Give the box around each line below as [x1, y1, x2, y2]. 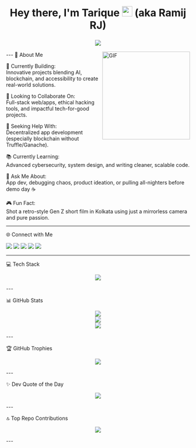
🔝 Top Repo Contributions [6, 415, 68, 422]
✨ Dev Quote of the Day [6, 381, 64, 388]
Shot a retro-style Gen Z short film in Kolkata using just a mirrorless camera [6, 208, 188, 215]
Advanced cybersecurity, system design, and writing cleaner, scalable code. [6, 162, 190, 169]
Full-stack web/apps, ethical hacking [6, 99, 94, 106]
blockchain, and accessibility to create [6, 75, 99, 82]
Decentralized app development [6, 129, 83, 136]
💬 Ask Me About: [6, 173, 47, 180]
